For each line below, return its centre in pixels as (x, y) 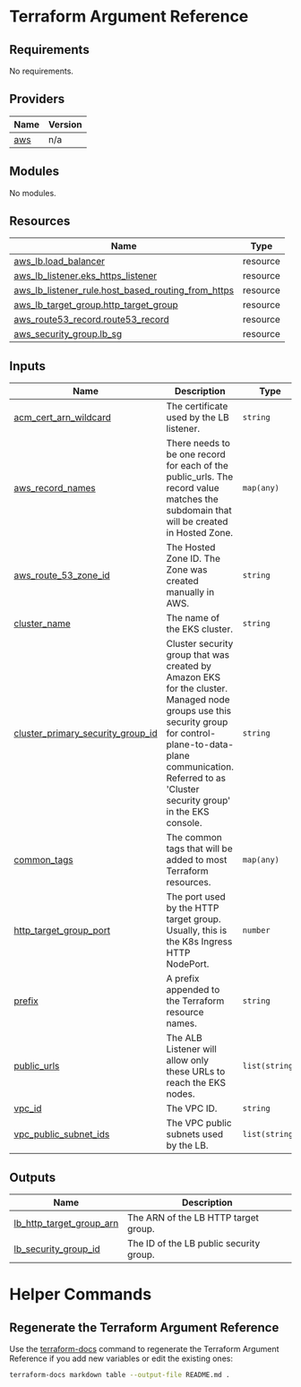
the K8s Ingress (199, 942)
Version (65, 125)
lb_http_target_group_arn (66, 1223)
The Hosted (191, 547)
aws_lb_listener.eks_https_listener (86, 276)
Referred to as (196, 779)
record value (193, 488)
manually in (190, 592)
